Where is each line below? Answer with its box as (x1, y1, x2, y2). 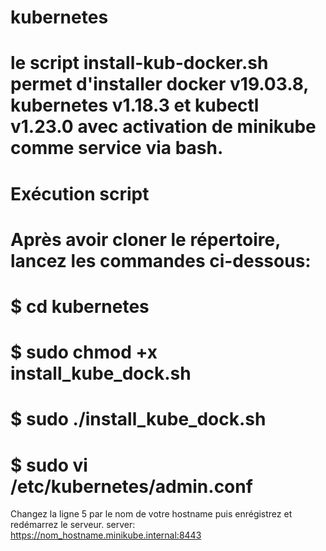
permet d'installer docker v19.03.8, (10, 73, 309, 96)
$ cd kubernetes (10, 295, 150, 318)
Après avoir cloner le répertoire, (10, 228, 281, 251)
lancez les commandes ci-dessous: (10, 249, 312, 272)
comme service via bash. (10, 137, 224, 160)
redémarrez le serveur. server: (10, 519, 136, 531)
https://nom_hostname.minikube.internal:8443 (10, 529, 202, 541)
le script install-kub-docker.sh (10, 52, 269, 75)
